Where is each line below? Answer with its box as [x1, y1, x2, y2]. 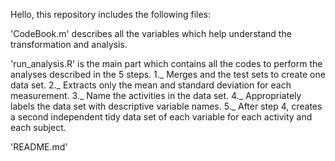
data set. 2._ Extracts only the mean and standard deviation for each [10, 79, 292, 91]
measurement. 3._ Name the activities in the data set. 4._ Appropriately [10, 90, 302, 101]
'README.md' [10, 141, 68, 153]
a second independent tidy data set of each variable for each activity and [10, 111, 313, 123]
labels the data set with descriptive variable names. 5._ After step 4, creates [10, 100, 323, 112]
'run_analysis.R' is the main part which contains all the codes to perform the [10, 58, 323, 69]
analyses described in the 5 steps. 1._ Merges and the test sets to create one [10, 69, 326, 80]
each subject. [10, 122, 67, 133]
